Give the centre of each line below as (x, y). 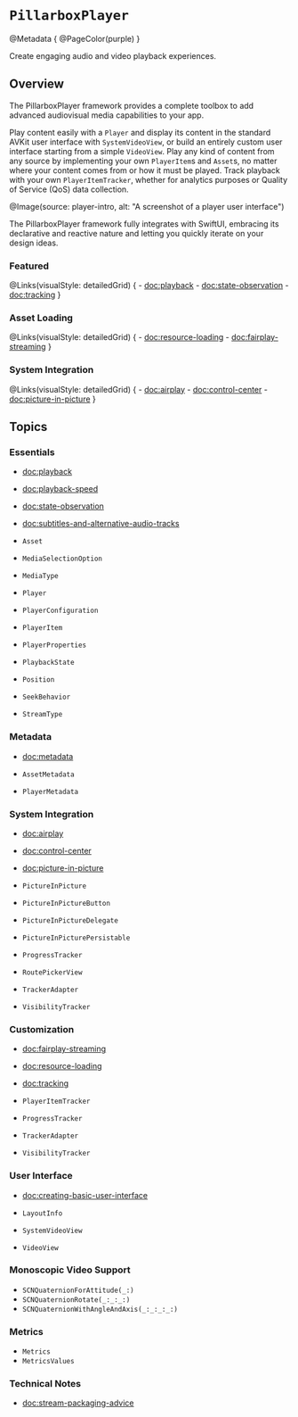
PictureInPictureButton (66, 903)
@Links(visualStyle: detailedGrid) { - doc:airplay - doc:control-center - (139, 389)
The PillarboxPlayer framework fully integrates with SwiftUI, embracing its (144, 224)
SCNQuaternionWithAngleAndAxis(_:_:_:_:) (100, 1309)
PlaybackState (48, 663)
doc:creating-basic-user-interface (85, 1195)
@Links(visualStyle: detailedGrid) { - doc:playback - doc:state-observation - (149, 286)
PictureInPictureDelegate (70, 920)
